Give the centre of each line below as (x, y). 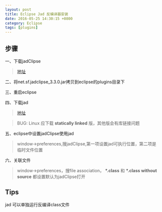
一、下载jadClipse (23, 61)
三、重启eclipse (21, 92)
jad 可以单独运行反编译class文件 (37, 204)
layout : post (18, 9)
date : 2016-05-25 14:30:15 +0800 (39, 18)
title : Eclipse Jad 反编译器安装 (37, 14)
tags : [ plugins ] (21, 28)
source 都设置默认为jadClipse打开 (51, 177)
